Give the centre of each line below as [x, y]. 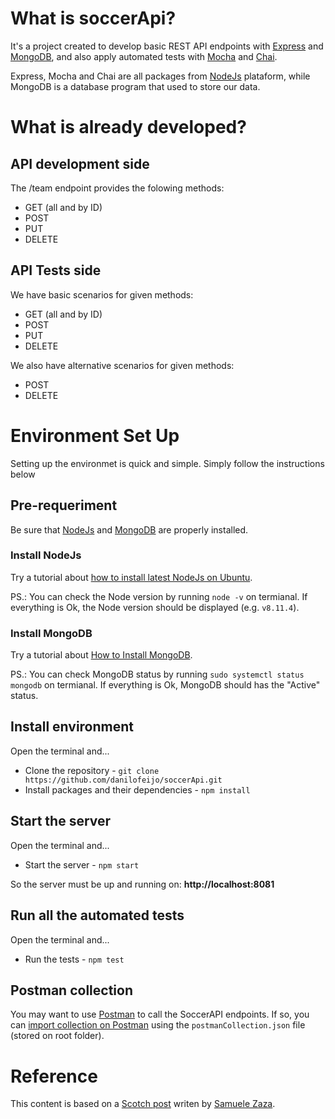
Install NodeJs [46, 555]
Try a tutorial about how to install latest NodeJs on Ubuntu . [131, 577]
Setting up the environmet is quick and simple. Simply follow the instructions [167, 463]
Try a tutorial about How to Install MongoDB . [101, 655]
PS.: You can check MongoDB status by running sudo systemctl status [157, 674]
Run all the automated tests [97, 915]
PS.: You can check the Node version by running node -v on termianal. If [159, 596]
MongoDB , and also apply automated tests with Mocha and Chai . [144, 56]
